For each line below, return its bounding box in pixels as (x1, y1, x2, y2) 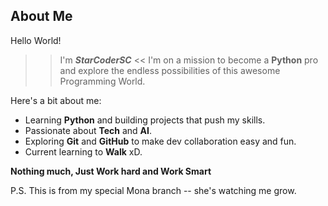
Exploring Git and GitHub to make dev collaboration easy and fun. (24, 135, 297, 147)
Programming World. (59, 75, 146, 87)
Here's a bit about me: (10, 94, 102, 106)
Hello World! (10, 34, 62, 46)
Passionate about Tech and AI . (24, 124, 153, 136)
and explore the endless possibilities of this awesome (59, 64, 281, 76)
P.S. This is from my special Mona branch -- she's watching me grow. (10, 184, 297, 196)
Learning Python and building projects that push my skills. (24, 114, 266, 126)
